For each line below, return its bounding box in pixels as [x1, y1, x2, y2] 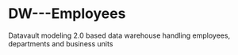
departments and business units [8, 38, 113, 48]
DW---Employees [8, 5, 126, 23]
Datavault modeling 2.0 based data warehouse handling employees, [8, 31, 231, 40]
